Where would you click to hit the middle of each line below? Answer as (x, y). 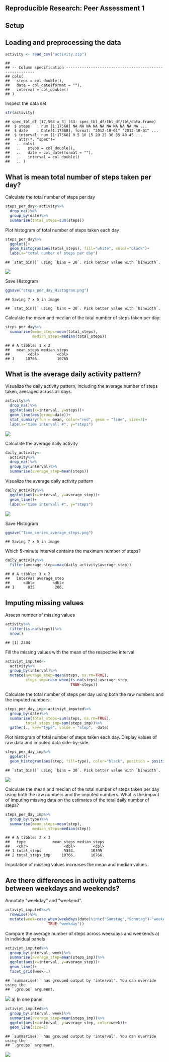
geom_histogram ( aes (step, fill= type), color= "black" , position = (80, 761)
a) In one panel (27, 999)
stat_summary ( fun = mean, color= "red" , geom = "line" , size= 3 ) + (78, 420)
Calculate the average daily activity (41, 443)
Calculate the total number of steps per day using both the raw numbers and (84, 694)
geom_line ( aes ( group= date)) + (40, 415)
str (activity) (20, 113)
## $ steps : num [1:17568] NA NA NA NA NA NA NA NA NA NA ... (76, 126)
